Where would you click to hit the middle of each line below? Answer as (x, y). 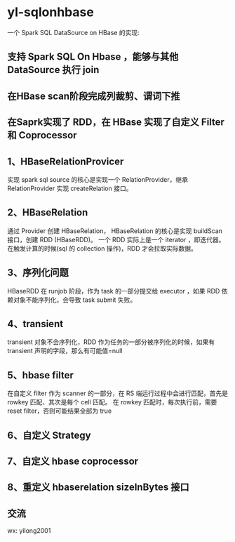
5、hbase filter (40, 375)
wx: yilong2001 (29, 531)
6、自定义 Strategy (49, 435)
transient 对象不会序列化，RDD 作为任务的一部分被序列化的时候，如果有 (111, 342)
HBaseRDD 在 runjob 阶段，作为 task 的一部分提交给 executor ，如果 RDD (114, 291)
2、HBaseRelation (48, 212)
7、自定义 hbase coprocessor (73, 461)
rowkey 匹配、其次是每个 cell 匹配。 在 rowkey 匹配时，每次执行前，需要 (112, 402)
